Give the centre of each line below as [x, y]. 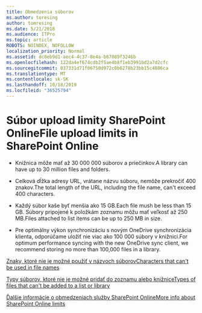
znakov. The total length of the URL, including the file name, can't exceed [105, 187]
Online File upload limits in [72, 133]
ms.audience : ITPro [31, 34]
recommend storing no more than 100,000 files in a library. [88, 249]
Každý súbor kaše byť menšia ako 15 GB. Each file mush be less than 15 [103, 205]
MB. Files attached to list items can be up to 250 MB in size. [89, 218]
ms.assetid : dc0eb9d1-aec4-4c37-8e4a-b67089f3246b [71, 57]
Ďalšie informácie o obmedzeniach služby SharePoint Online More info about [101, 297]
